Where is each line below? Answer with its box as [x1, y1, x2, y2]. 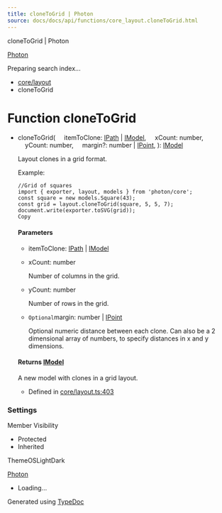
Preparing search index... [7, 64, 81, 72]
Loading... [17, 484, 48, 492]
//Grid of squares [17, 182, 72, 189]
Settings [7, 405, 38, 415]
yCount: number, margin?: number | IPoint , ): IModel [24, 141, 183, 150]
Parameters [17, 228, 53, 237]
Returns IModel [17, 358, 65, 366]
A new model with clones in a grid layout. [17, 373, 138, 382]
